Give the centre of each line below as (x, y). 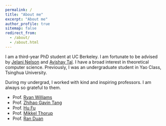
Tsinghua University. (26, 72)
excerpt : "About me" (27, 19)
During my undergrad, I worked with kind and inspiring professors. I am (78, 82)
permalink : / (19, 10)
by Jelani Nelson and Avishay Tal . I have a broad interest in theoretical (77, 62)
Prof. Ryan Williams (32, 97)
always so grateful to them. (33, 87)
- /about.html (24, 42)
